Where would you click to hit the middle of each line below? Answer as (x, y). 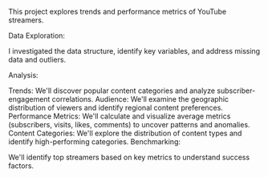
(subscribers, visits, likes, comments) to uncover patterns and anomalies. (129, 125)
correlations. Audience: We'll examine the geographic (140, 99)
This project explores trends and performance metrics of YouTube (118, 12)
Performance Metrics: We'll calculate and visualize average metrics (120, 116)
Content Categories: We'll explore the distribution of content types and (125, 133)
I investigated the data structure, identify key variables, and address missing (134, 51)
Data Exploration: (37, 36)
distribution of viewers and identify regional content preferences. (116, 108)
